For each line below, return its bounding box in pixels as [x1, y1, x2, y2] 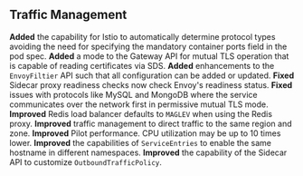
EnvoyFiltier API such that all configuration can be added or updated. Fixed [9, 70, 295, 81]
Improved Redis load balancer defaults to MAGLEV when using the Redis [9, 108, 273, 119]
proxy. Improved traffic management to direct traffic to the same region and [9, 118, 292, 129]
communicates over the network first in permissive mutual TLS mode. [9, 99, 269, 110]
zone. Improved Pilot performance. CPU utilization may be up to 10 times [9, 127, 281, 139]
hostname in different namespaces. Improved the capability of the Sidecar [9, 147, 288, 158]
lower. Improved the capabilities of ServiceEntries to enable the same [9, 137, 271, 148]
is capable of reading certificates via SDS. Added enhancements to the [9, 60, 275, 71]
